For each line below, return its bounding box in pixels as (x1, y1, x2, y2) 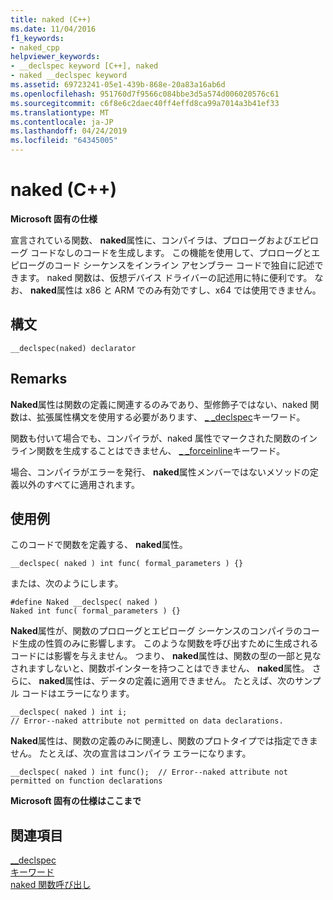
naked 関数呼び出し (10, 879, 92, 891)
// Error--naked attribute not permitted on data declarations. (10, 716, 284, 726)
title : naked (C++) (10, 14, 92, 25)
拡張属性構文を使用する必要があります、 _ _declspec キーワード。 (36, 411, 306, 423)
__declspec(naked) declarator (10, 343, 137, 353)
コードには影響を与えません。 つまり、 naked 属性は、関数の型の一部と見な (10, 650, 322, 662)
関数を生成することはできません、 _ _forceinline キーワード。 (36, 444, 286, 456)
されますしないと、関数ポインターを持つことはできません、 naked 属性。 (10, 662, 310, 675)
